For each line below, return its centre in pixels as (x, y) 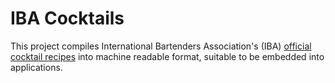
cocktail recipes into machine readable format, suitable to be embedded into (167, 56)
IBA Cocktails (67, 18)
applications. (36, 67)
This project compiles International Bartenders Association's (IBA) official (161, 46)
